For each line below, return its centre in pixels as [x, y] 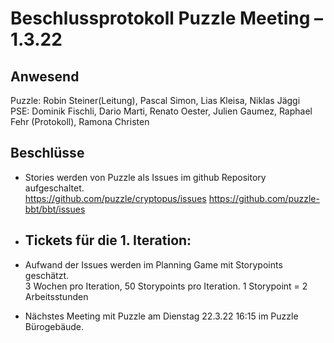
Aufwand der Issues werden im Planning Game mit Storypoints [153, 264]
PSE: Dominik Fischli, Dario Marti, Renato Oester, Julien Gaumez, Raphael [161, 111]
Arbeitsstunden [56, 296]
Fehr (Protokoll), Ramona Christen [80, 121]
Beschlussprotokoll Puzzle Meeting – [167, 18]
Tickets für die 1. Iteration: [108, 240]
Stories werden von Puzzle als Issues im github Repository [145, 177]
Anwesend [45, 76]
